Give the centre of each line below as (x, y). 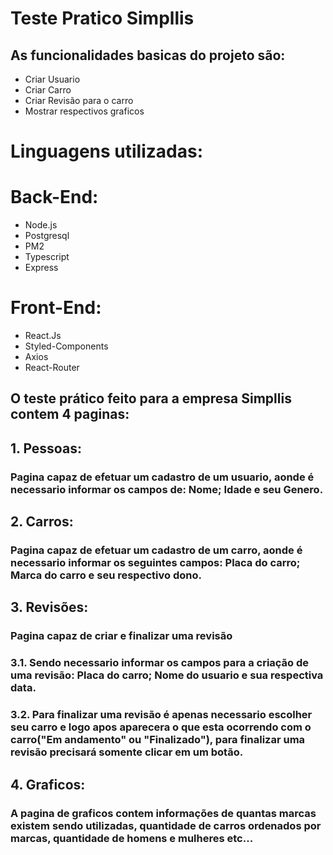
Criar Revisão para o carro (79, 100)
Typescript (47, 257)
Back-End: (54, 197)
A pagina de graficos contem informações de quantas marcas (163, 813)
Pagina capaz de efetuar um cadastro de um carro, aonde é (156, 550)
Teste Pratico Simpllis (102, 18)
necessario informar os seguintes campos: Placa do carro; (155, 563)
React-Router (52, 368)
